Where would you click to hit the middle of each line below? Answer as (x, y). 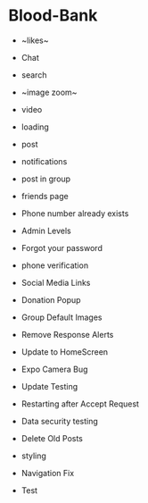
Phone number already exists (75, 213)
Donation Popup (51, 299)
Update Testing (49, 386)
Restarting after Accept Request (80, 404)
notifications (44, 161)
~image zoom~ (49, 92)
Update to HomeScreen (65, 352)
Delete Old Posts (52, 438)
